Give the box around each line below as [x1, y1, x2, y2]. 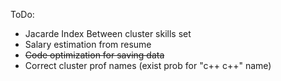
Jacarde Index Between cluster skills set [24, 28, 192, 39]
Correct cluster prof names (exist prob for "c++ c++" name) [24, 60, 272, 71]
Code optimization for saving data [24, 49, 165, 61]
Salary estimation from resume [24, 39, 152, 50]
